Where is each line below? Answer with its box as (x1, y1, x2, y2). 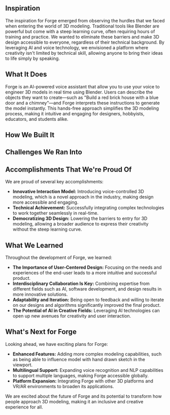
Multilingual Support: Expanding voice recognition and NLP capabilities (12, 367, 163, 373)
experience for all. (5, 404, 43, 410)
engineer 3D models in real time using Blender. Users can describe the (5, 89, 153, 95)
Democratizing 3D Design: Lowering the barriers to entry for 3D (12, 215, 148, 221)
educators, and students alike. (5, 116, 69, 122)
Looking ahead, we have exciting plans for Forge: (5, 341, 108, 347)
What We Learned (5, 241, 63, 249)
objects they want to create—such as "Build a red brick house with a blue (5, 94, 159, 101)
